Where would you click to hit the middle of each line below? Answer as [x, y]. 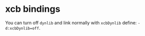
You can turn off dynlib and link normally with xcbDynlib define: [71, 23]
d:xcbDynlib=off [22, 28]
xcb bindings [33, 9]
